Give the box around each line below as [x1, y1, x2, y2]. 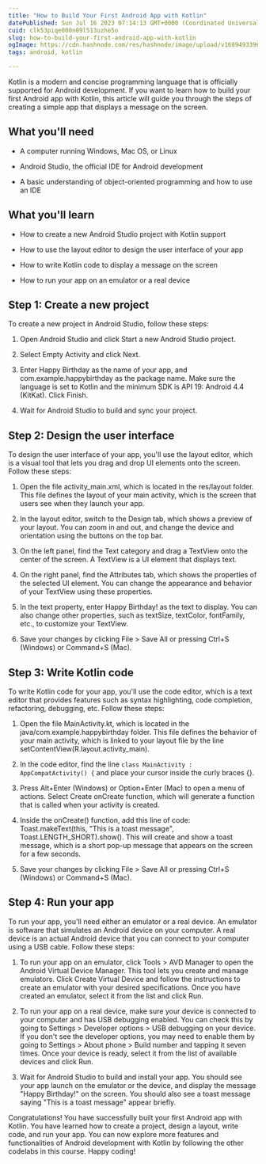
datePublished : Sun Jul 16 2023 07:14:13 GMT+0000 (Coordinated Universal [8, 19, 260, 27]
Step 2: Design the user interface [8, 428, 175, 442]
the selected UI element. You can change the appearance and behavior [19, 579, 253, 588]
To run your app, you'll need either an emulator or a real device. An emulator [8, 916, 257, 926]
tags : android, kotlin [8, 48, 83, 56]
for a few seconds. [19, 849, 82, 859]
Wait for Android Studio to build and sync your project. [19, 405, 198, 416]
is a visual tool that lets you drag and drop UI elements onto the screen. [8, 458, 241, 468]
